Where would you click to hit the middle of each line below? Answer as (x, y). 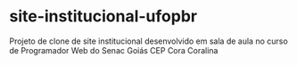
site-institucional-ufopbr (103, 16)
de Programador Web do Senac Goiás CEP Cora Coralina (114, 50)
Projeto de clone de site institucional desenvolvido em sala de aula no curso (148, 41)
